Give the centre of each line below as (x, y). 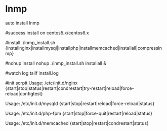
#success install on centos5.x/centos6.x (47, 32)
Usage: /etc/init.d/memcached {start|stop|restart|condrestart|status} (77, 123)
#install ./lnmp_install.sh (30, 42)
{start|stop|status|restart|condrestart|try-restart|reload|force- (70, 88)
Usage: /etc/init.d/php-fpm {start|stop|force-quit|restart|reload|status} (79, 113)
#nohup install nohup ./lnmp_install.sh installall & (56, 63)
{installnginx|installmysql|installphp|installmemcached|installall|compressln (84, 48)
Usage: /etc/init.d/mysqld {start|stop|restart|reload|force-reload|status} (80, 103)
